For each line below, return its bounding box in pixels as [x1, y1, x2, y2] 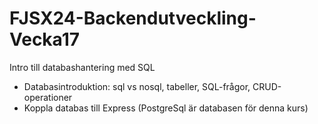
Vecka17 [9, 28, 81, 51]
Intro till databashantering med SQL [9, 61, 156, 73]
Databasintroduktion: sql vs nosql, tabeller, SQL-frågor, [23, 80, 251, 92]
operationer [23, 91, 73, 103]
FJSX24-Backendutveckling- [9, 7, 257, 30]
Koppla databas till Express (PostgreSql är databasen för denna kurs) [23, 102, 309, 114]
